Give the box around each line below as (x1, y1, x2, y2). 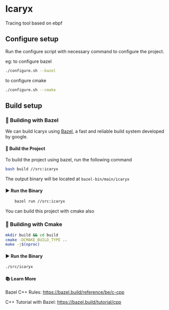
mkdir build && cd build (5, 232, 58, 237)
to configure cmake (5, 77, 47, 83)
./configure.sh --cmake (5, 87, 56, 92)
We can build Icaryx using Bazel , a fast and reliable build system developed (5, 128, 165, 134)
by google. (5, 134, 28, 140)
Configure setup (5, 35, 59, 43)
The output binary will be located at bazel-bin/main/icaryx (5, 176, 130, 182)
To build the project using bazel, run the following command (5, 157, 132, 163)
